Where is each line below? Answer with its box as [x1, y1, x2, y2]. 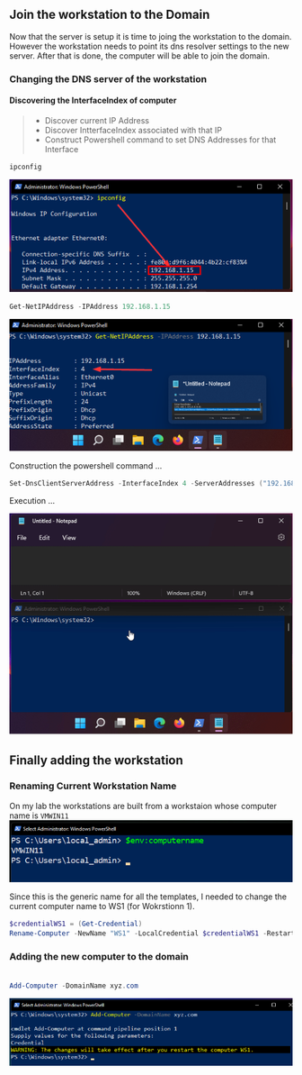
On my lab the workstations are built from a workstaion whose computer [9, 800, 277, 811]
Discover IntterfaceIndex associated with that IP [44, 124, 223, 135]
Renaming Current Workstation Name [9, 779, 177, 792]
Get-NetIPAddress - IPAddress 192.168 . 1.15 [9, 302, 171, 312]
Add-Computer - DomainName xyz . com [9, 981, 139, 990]
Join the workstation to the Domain [9, 7, 210, 23]
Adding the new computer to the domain [9, 950, 189, 962]
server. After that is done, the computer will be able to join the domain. [9, 50, 271, 61]
